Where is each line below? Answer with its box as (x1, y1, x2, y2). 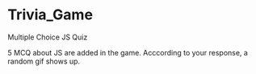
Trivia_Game (7, 6, 94, 24)
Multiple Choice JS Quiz (7, 32, 88, 42)
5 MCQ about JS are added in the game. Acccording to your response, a (7, 47, 248, 57)
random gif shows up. (7, 56, 81, 66)
